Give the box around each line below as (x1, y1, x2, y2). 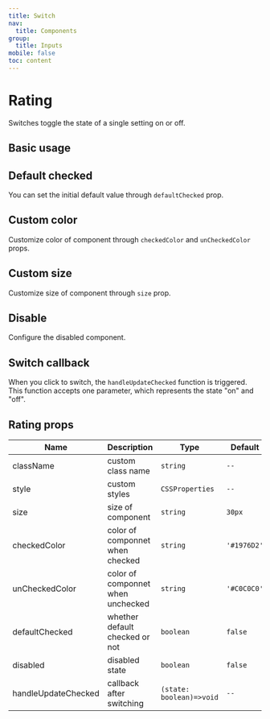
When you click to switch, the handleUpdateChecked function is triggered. (8, 378, 247, 387)
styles (107, 489, 130, 500)
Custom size (8, 267, 72, 280)
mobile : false (8, 49, 56, 57)
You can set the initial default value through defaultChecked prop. (8, 190, 224, 200)
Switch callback (8, 356, 90, 370)
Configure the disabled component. (8, 333, 126, 342)
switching (107, 698, 145, 709)
